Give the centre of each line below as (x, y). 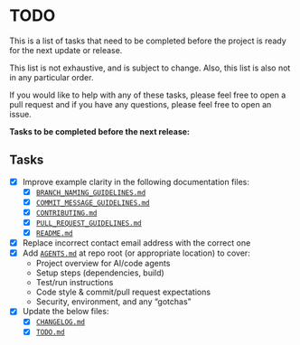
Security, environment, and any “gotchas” (113, 302)
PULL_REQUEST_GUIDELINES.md (89, 223)
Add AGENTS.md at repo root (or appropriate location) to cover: (136, 253)
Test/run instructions (75, 283)
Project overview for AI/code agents (103, 264)
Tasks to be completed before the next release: (100, 131)
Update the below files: (66, 312)
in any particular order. (52, 77)
